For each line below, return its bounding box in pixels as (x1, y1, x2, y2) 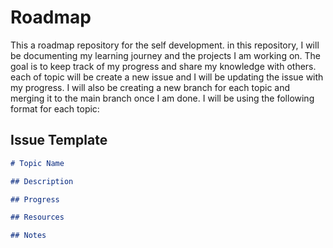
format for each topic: (10, 102, 100, 115)
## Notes (10, 231, 47, 241)
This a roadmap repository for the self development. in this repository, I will (10, 39, 320, 51)
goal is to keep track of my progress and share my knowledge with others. (10, 60, 317, 72)
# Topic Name (10, 158, 65, 168)
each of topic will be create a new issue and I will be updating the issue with (10, 71, 324, 83)
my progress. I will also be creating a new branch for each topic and (10, 81, 291, 93)
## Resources (10, 212, 65, 223)
